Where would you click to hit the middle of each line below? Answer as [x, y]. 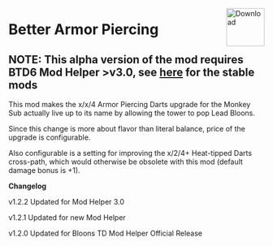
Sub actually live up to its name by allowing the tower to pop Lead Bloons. [132, 113]
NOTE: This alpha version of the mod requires [126, 60]
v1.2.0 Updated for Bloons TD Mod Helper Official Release [106, 233]
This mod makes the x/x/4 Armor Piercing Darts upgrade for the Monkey [130, 104]
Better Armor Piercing [84, 30]
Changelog [28, 186]
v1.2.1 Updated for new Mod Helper [67, 218]
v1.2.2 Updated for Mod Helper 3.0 [66, 202]
